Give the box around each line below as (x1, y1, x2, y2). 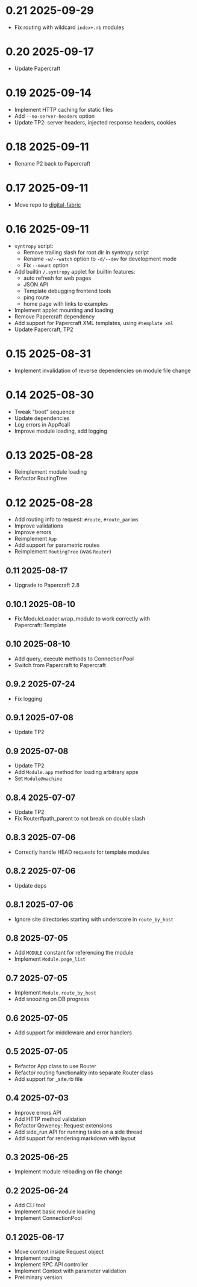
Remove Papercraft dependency (14, 312, 95, 320)
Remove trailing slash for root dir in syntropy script (23, 248, 149, 256)
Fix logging (14, 695, 43, 702)
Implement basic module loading (14, 1208, 96, 1215)
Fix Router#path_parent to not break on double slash (14, 815, 145, 822)
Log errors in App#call (14, 421, 70, 428)
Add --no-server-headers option (14, 112, 95, 120)
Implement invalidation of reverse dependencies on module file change (14, 367, 191, 374)
